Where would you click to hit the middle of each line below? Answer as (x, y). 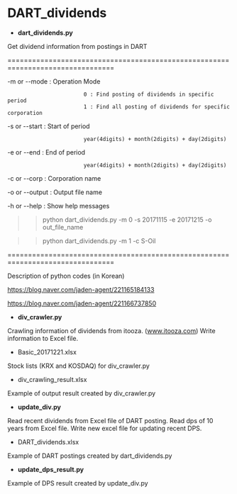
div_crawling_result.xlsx (52, 379)
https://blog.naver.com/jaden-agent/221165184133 (81, 289)
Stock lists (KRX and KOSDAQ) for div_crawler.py (79, 366)
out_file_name (63, 227)
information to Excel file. (43, 338)
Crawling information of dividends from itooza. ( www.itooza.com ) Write (111, 330)
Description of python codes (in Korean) (66, 276)
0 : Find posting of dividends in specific (149, 94)
